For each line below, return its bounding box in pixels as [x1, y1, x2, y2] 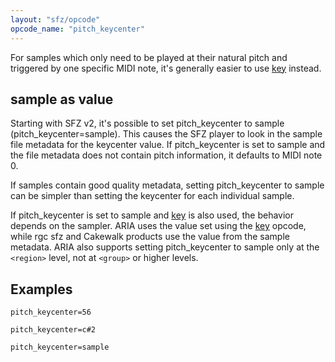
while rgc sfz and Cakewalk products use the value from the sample [10, 231, 290, 243]
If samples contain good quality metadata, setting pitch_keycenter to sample [10, 179, 325, 191]
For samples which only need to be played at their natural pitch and [10, 51, 288, 63]
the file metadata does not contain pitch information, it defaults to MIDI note [10, 149, 323, 161]
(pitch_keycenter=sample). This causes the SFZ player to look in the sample [10, 128, 323, 140]
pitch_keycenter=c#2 [10, 325, 97, 335]
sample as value [10, 91, 114, 108]
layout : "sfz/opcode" [10, 14, 101, 25]
